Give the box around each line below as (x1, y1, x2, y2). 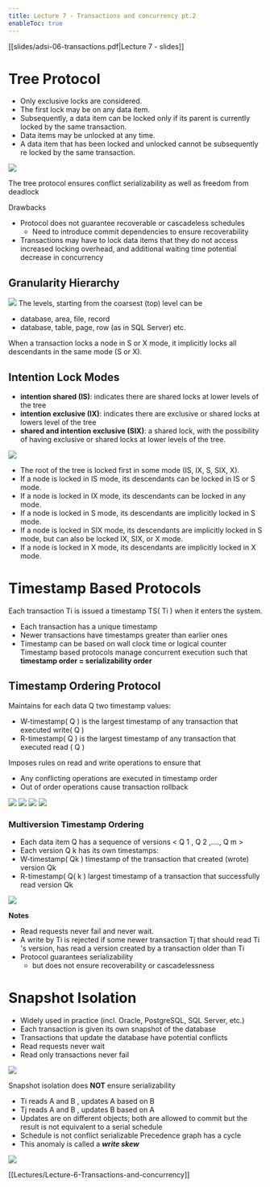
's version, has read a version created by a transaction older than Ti (19, 943, 245, 953)
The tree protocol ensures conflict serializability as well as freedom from (8, 178, 249, 188)
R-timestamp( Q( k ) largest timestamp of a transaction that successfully (19, 871, 260, 881)
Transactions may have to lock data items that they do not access (19, 236, 239, 245)
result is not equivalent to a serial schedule (19, 1122, 163, 1132)
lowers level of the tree (19, 417, 97, 428)
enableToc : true (8, 19, 63, 27)
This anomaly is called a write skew (19, 1139, 139, 1149)
